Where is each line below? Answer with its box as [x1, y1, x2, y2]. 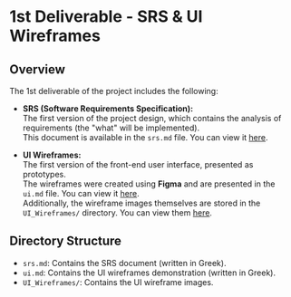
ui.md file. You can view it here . [22, 188, 141, 198]
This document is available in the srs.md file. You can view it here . [22, 132, 268, 142]
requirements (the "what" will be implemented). [22, 122, 200, 133]
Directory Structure [9, 234, 122, 249]
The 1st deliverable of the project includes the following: [9, 86, 219, 96]
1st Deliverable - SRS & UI [9, 6, 203, 27]
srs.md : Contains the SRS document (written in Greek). [22, 257, 227, 268]
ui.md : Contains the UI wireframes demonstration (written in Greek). [22, 267, 276, 278]
